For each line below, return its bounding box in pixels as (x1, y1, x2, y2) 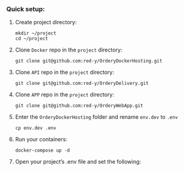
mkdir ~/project (15, 30, 56, 36)
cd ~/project (15, 36, 49, 42)
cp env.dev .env (15, 125, 56, 132)
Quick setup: (6, 5, 46, 13)
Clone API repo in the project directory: (15, 69, 114, 76)
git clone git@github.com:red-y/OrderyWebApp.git (15, 102, 144, 109)
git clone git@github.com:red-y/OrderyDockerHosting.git (15, 58, 163, 64)
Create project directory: (15, 19, 77, 26)
